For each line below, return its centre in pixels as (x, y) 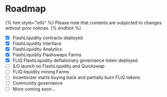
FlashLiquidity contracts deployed (48, 38)
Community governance (37, 83)
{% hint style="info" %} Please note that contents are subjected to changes (83, 23)
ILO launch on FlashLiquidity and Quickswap (58, 66)
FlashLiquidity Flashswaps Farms (47, 55)
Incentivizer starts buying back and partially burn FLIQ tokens (76, 77)
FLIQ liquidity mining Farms (41, 72)
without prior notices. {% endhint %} (43, 28)
